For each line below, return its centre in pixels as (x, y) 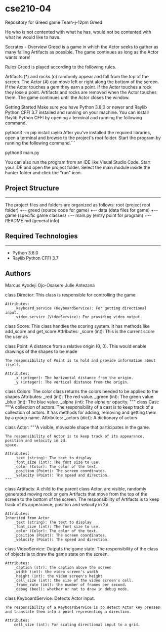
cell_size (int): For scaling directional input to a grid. (77, 625)
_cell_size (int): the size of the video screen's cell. (74, 581)
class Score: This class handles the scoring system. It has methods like (78, 326)
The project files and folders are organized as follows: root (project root (78, 205)
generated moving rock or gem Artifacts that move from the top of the (76, 494)
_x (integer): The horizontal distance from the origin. (74, 378)
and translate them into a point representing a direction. (68, 612)
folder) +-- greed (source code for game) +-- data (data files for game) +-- (82, 210)
